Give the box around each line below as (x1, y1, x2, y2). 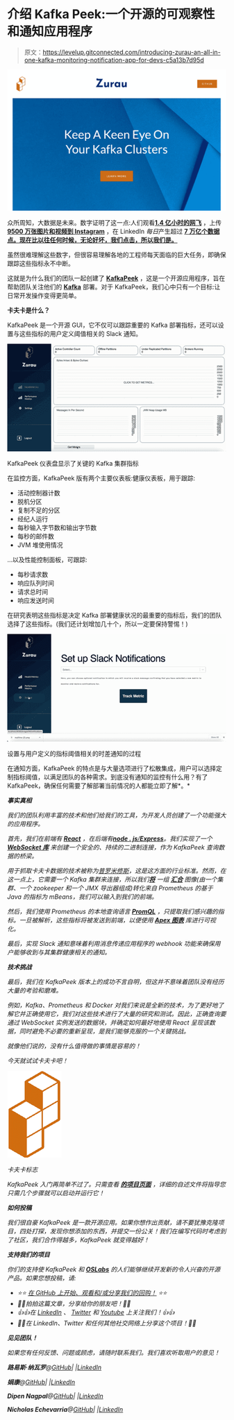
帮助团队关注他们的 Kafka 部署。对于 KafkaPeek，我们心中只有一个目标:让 (7, 282, 221, 291)
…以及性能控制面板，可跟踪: (7, 556, 88, 564)
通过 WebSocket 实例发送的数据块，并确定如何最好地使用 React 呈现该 (7, 1018, 210, 1026)
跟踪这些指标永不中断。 (7, 260, 74, 268)
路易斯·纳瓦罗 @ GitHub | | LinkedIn (7, 1363, 102, 1371)
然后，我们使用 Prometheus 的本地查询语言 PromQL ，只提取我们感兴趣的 (7, 907, 219, 915)
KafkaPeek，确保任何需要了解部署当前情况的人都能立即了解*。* (7, 781, 190, 790)
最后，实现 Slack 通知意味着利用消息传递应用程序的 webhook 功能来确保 (7, 939, 215, 947)
